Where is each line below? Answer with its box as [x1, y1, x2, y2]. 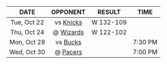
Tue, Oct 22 [10, 18, 44, 26]
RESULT [97, 8, 121, 16]
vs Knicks [54, 18, 83, 26]
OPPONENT [51, 8, 86, 16]
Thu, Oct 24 [10, 28, 44, 36]
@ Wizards [52, 28, 84, 36]
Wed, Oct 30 [9, 48, 46, 56]
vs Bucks [55, 38, 82, 46]
